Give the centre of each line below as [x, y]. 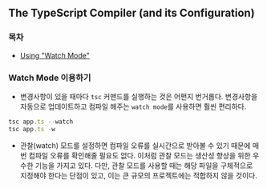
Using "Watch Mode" [55, 55]
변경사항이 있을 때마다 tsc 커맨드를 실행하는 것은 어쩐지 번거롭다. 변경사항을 [139, 96]
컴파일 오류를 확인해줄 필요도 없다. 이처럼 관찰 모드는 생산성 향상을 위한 [140, 155]
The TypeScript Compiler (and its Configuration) [131, 13]
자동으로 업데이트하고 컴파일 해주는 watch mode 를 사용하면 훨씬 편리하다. [133, 106]
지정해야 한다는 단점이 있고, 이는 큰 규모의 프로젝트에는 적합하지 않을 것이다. [139, 175]
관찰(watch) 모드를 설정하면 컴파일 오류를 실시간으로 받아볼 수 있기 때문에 [135, 145]
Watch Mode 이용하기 [50, 78]
